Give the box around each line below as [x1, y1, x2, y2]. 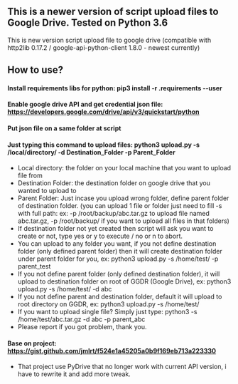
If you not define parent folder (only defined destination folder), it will [17, 270, 220, 279]
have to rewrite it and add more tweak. [17, 370, 131, 378]
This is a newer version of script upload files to [7, 6, 219, 18]
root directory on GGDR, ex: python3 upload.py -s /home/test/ [17, 300, 200, 308]
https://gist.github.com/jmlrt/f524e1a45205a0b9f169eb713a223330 [7, 346, 217, 355]
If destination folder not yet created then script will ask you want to [17, 224, 214, 233]
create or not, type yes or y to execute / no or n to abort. [17, 232, 183, 241]
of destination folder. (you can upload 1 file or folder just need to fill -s [17, 202, 222, 210]
